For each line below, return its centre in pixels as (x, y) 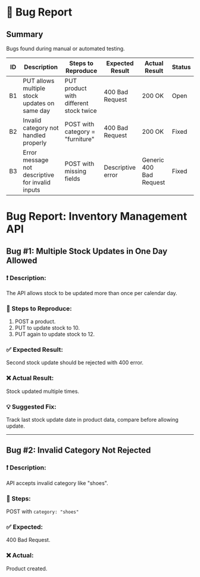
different (76, 103)
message (36, 160)
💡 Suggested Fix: (31, 407)
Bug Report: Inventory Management (97, 217)
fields (72, 179)
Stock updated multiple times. (43, 391)
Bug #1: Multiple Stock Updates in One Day (87, 251)
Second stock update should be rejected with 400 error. (75, 363)
